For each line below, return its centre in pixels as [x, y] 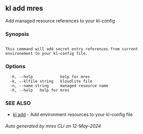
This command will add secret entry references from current [72, 49]
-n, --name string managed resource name [59, 86]
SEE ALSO [18, 103]
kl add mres [24, 8]
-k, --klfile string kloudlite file [51, 81]
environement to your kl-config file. [46, 54]
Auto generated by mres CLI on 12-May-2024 [53, 126]
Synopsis [17, 34]
